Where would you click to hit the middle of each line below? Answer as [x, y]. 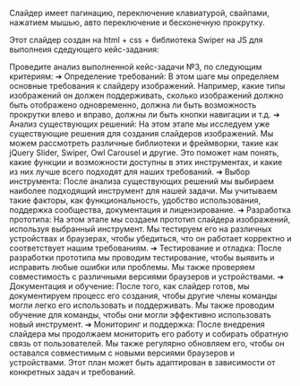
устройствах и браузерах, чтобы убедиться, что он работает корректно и [150, 238]
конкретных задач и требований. [73, 372]
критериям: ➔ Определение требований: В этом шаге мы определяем [144, 76]
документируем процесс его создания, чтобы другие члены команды [143, 296]
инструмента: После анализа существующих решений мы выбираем [142, 181]
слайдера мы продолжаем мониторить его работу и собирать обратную [149, 334]
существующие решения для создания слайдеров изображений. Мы [141, 133]
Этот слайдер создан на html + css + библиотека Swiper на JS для [136, 40]
